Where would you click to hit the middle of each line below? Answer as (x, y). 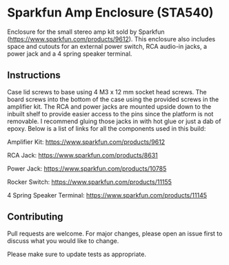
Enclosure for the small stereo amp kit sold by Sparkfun (86, 32)
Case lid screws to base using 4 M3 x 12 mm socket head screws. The (107, 92)
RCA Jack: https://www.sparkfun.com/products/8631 (82, 155)
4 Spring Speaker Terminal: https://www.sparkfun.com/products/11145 (107, 195)
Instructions (34, 75)
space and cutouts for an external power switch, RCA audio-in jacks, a (107, 46)
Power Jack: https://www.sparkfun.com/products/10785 (87, 168)
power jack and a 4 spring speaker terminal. (70, 54)
